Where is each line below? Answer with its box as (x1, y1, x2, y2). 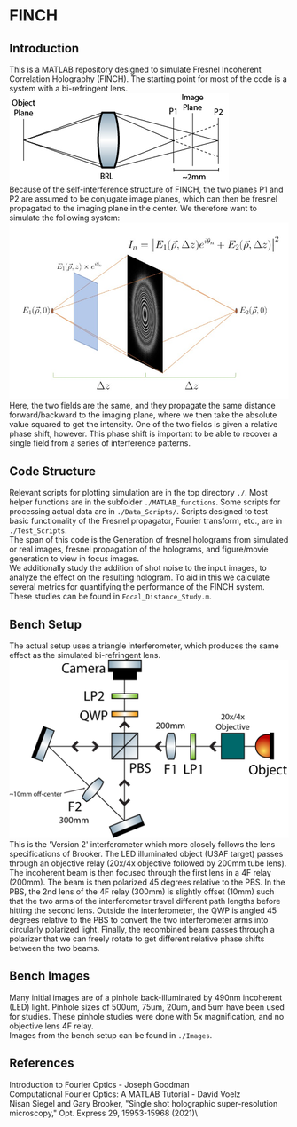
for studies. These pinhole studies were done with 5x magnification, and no (9, 1011, 285, 1021)
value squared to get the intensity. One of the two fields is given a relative (9, 419, 278, 430)
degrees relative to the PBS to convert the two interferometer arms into (9, 914, 269, 925)
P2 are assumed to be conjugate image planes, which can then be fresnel (9, 194, 277, 204)
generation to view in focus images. (9, 553, 140, 564)
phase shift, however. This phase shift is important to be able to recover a (9, 428, 277, 440)
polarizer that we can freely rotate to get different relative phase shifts (9, 933, 265, 944)
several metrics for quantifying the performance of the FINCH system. (9, 582, 265, 592)
